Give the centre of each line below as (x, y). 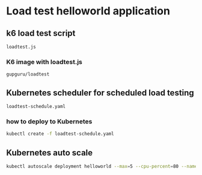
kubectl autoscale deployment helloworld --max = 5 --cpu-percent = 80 (93, 167)
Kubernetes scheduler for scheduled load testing (100, 93)
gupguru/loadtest (28, 74)
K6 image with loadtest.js (44, 62)
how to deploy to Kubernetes (49, 122)
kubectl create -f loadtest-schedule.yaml (60, 134)
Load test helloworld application (88, 11)
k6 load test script (41, 33)
